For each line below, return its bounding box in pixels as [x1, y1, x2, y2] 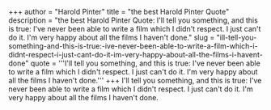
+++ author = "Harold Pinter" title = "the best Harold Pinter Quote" [8, 7, 230, 16]
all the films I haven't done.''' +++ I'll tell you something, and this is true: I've [8, 76, 262, 85]
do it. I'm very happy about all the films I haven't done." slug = [8, 32, 215, 42]
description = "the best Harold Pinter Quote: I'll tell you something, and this [8, 15, 259, 25]
